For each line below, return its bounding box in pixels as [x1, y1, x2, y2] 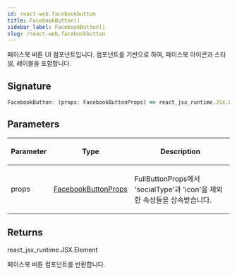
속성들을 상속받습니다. [142, 195, 212, 205]
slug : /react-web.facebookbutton [7, 30, 106, 37]
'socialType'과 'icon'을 [134, 185, 208, 194]
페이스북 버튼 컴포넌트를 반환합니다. [7, 259, 106, 269]
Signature [7, 80, 51, 92]
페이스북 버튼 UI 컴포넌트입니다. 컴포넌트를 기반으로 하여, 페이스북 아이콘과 [7, 50, 213, 59]
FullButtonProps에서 [134, 174, 200, 184]
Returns [7, 227, 44, 239]
